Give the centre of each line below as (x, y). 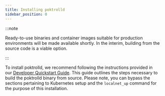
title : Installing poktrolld (35, 10)
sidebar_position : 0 (26, 14)
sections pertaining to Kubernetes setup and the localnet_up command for (81, 83)
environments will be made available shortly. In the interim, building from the (82, 43)
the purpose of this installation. (36, 88)
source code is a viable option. (36, 48)
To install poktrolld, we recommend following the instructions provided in (79, 67)
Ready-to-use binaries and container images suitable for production (74, 38)
